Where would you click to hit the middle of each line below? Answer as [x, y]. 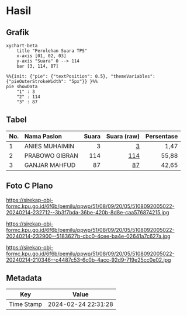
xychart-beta [22, 46]
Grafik [18, 32]
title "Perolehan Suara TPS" [52, 51]
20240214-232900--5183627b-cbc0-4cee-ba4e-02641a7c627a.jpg [88, 236]
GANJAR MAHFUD [50, 165]
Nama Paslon [43, 136]
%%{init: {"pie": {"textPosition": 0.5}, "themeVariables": [81, 77]
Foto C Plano [30, 186]
